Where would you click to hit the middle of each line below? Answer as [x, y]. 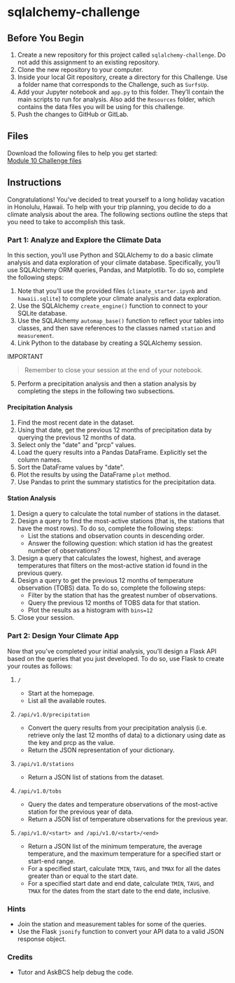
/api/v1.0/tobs [40, 791]
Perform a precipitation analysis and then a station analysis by [107, 383]
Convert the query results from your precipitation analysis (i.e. [117, 728]
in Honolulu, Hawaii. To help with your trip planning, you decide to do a [109, 206]
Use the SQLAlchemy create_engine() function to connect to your [112, 306]
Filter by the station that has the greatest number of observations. [123, 595]
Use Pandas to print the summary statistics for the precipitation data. [116, 482]
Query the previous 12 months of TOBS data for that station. [114, 603]
